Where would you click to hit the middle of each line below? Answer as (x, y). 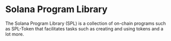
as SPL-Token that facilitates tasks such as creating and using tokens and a (84, 28)
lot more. (15, 34)
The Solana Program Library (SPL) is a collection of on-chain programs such (86, 23)
